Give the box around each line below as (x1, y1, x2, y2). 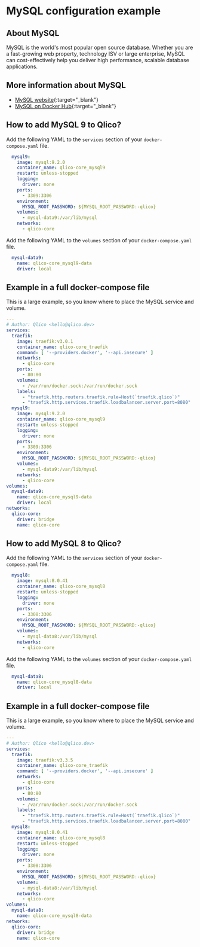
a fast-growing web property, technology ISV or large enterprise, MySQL (6, 50, 185, 57)
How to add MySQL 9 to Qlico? (6, 120, 122, 130)
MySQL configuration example (6, 4, 161, 18)
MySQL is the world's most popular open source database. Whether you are (6, 44, 193, 51)
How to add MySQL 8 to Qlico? (6, 538, 122, 549)
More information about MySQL (6, 80, 127, 90)
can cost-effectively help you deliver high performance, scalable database (6, 57, 190, 63)
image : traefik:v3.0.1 (17, 338, 73, 345)
